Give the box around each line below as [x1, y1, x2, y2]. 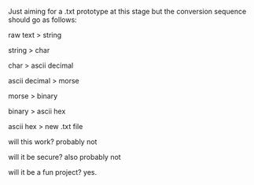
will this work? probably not [8, 137, 98, 146]
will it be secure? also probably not [8, 153, 121, 161]
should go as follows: [8, 15, 77, 24]
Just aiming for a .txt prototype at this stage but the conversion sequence [8, 7, 247, 16]
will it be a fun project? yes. [8, 168, 98, 176]
